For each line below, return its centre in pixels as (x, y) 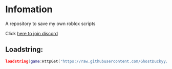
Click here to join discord (31, 33)
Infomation (29, 9)
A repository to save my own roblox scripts (50, 24)
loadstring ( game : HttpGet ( (33, 61)
